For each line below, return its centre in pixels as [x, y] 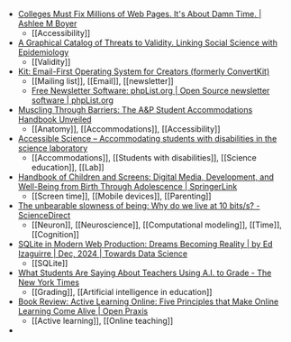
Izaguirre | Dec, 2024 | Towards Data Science [102, 254]
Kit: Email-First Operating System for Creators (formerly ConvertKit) [144, 71]
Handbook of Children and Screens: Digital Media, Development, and [146, 177]
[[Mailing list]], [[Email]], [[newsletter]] [102, 81]
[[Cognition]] [55, 234]
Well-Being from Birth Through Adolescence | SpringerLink [127, 186]
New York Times [48, 282]
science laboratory [53, 148]
